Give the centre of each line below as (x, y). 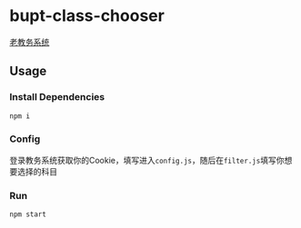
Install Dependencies (57, 97)
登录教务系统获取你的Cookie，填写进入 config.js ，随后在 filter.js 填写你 (147, 160)
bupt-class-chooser (87, 16)
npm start (28, 214)
